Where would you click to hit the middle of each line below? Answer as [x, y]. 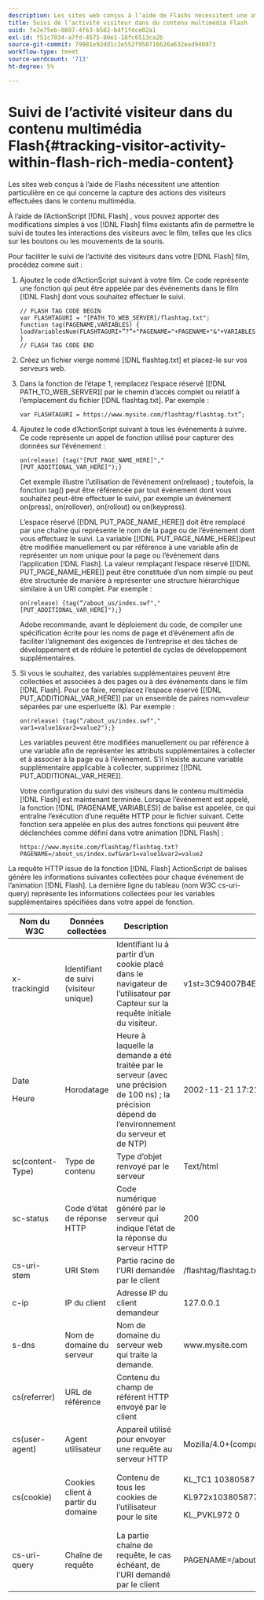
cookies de [137, 1497]
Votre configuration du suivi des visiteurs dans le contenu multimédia [131, 791]
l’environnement [146, 1124]
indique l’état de [146, 1228]
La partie [133, 1535]
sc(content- [35, 1161]
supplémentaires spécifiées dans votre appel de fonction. [101, 902]
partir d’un [136, 954]
